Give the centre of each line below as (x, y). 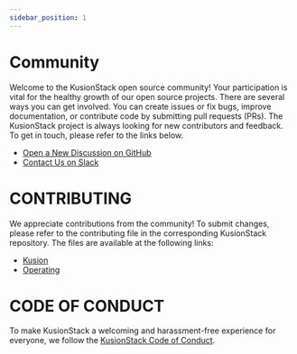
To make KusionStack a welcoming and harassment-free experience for (143, 331)
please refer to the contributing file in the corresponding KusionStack (138, 233)
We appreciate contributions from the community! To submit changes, (139, 223)
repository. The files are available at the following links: (111, 242)
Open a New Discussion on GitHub (87, 152)
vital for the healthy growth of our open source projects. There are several (147, 96)
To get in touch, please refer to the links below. (96, 135)
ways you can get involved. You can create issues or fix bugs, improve (140, 106)
